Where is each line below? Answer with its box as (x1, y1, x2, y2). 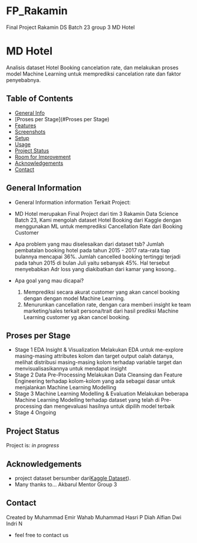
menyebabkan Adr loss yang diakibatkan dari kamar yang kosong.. (14, 265, 177, 272)
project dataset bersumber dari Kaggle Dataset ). (14, 474, 131, 482)
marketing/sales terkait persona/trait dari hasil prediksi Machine (23, 307, 179, 314)
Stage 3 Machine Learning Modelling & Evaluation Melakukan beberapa (14, 390, 189, 397)
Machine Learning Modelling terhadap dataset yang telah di (14, 396, 160, 404)
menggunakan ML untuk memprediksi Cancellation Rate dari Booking (14, 223, 183, 230)
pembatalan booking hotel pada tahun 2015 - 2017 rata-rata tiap (14, 246, 170, 253)
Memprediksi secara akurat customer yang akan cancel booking (23, 288, 180, 295)
